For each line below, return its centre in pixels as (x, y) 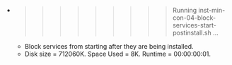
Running (185, 10)
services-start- (195, 25)
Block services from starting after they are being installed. (109, 46)
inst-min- (211, 10)
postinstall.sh (192, 32)
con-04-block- (194, 18)
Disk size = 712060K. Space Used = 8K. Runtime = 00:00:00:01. (117, 54)
